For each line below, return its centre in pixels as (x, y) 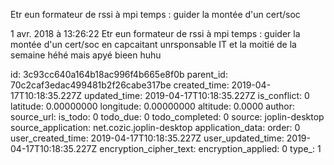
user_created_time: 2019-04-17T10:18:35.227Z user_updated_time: (147, 138)
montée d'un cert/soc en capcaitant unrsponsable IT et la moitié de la (153, 44)
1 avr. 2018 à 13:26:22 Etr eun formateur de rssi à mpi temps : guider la (155, 33)
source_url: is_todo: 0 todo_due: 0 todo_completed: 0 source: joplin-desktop (167, 117)
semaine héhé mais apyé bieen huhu (86, 55)
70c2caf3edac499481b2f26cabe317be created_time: (120, 85)
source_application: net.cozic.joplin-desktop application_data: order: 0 (155, 127)
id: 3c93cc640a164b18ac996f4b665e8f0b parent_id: (119, 74)
